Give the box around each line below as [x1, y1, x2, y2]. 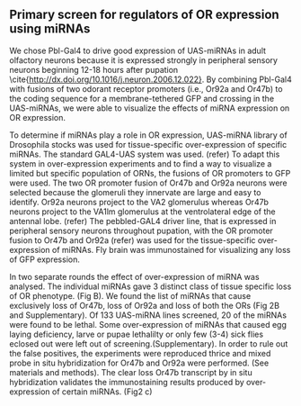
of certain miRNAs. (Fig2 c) [52, 386, 153, 397]
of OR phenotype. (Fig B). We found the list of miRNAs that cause [9, 290, 252, 301]
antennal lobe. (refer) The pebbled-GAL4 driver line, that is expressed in [9, 215, 277, 226]
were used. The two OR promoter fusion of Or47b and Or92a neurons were [9, 177, 288, 188]
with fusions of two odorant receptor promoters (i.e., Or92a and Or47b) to [9, 83, 283, 94]
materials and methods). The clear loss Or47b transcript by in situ [9, 366, 253, 377]
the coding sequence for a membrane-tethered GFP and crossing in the [9, 93, 275, 104]
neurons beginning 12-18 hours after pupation [9, 64, 179, 75]
